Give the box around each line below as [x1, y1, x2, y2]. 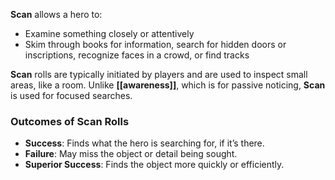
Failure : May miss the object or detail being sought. [24, 148, 238, 160]
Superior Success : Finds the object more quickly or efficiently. [24, 159, 285, 171]
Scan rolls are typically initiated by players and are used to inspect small [10, 69, 308, 80]
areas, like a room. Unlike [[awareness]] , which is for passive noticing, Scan [10, 79, 326, 91]
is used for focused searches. [10, 90, 133, 101]
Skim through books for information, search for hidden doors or [24, 39, 287, 50]
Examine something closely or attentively [24, 28, 195, 39]
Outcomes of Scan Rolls [10, 114, 130, 128]
